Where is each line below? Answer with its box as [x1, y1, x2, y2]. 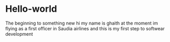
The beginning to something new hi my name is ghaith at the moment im [5, 20, 158, 26]
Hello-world [5, 3, 58, 15]
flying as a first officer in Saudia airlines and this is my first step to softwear [5, 25, 165, 31]
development [5, 31, 33, 37]
